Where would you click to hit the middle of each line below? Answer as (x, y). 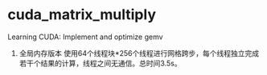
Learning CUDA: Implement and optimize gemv (85, 37)
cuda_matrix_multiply (82, 15)
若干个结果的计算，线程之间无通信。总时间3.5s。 (100, 63)
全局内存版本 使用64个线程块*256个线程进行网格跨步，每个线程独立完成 (139, 53)
